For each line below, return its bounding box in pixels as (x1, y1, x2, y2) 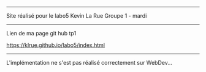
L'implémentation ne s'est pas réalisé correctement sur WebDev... (6, 59, 173, 66)
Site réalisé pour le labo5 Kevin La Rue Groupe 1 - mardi (6, 12, 147, 19)
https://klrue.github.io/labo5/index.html (6, 41, 105, 49)
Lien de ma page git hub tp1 (6, 30, 77, 37)
